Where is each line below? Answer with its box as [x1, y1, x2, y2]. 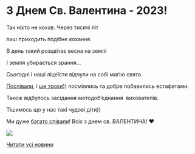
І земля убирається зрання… [6, 59, 81, 66]
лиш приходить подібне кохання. [6, 35, 92, 42]
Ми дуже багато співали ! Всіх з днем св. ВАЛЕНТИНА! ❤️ [6, 118, 155, 125]
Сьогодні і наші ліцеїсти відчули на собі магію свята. [6, 70, 143, 78]
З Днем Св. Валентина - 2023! [6, 4, 168, 18]
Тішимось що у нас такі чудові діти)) [6, 105, 101, 113]
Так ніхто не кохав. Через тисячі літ [6, 24, 99, 31]
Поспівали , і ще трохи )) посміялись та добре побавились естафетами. [6, 82, 190, 90]
